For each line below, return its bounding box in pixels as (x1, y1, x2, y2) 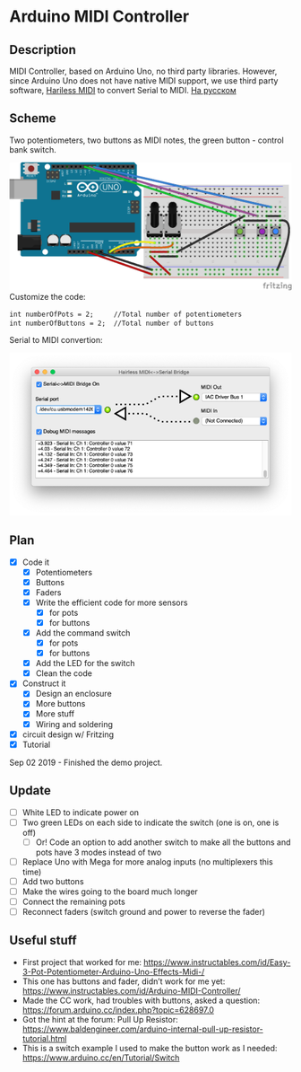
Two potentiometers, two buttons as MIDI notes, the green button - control (9, 135, 284, 145)
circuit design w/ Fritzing (21, 729, 115, 740)
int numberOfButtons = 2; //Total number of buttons (9, 319, 215, 328)
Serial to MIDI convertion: (9, 334, 103, 345)
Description (9, 42, 76, 57)
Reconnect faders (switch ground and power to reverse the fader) (21, 906, 266, 917)
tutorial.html (21, 1032, 67, 1043)
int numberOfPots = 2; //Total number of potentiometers (9, 310, 243, 319)
